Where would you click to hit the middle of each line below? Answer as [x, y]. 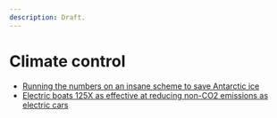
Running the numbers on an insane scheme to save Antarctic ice [141, 86]
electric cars [45, 105]
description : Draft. [48, 17]
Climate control [67, 61]
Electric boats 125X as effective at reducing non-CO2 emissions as [145, 95]
